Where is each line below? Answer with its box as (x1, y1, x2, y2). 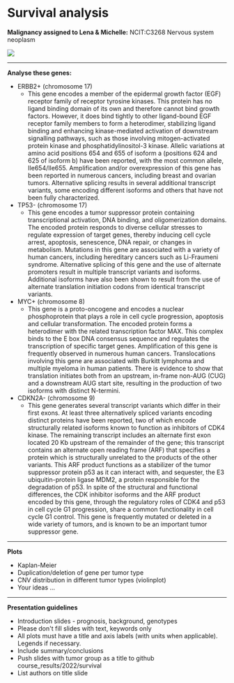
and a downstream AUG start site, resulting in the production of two (27, 379, 222, 387)
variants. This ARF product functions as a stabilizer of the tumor (27, 460, 211, 469)
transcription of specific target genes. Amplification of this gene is (27, 341, 218, 350)
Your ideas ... (17, 583, 56, 592)
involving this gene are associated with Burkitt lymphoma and (27, 356, 204, 365)
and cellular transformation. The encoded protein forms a (27, 319, 193, 328)
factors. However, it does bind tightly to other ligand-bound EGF (27, 112, 212, 120)
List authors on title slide (17, 668, 88, 677)
